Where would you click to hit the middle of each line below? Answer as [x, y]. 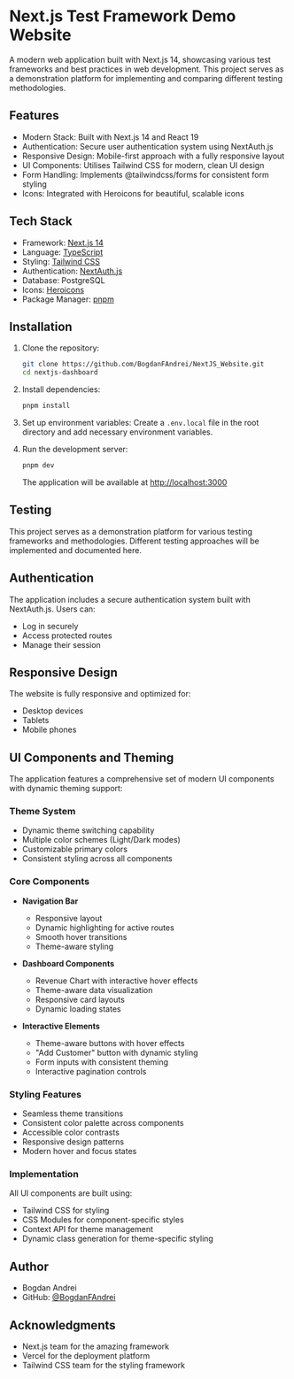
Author [29, 1266]
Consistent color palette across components [103, 1123]
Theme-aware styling [74, 946]
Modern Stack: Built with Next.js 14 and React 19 [110, 137]
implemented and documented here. [75, 550]
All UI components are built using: [71, 1193]
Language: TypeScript [62, 252]
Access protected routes [67, 636]
